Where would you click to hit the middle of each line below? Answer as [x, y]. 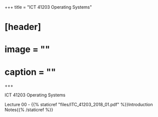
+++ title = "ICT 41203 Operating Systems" [48, 7]
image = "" [27, 49]
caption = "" [30, 72]
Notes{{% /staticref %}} [29, 110]
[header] [23, 27]
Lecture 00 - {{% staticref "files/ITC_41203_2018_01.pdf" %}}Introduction [79, 105]
